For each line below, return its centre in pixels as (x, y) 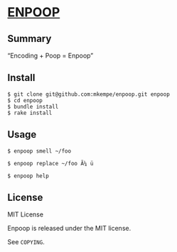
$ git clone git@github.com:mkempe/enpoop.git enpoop (89, 94)
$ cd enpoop (25, 100)
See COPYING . (26, 242)
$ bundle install (33, 106)
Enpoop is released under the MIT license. (69, 229)
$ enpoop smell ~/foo (39, 151)
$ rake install (30, 113)
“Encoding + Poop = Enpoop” (50, 55)
